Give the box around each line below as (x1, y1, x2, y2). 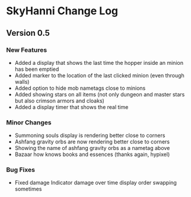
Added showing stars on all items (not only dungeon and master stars (14, 90, 185, 98)
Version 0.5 (6, 28, 50, 38)
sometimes (14, 186, 42, 193)
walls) (14, 78, 30, 85)
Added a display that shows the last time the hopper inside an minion (14, 59, 184, 66)
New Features (6, 46, 47, 54)
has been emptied (14, 65, 59, 73)
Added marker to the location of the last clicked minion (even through (14, 71, 185, 79)
